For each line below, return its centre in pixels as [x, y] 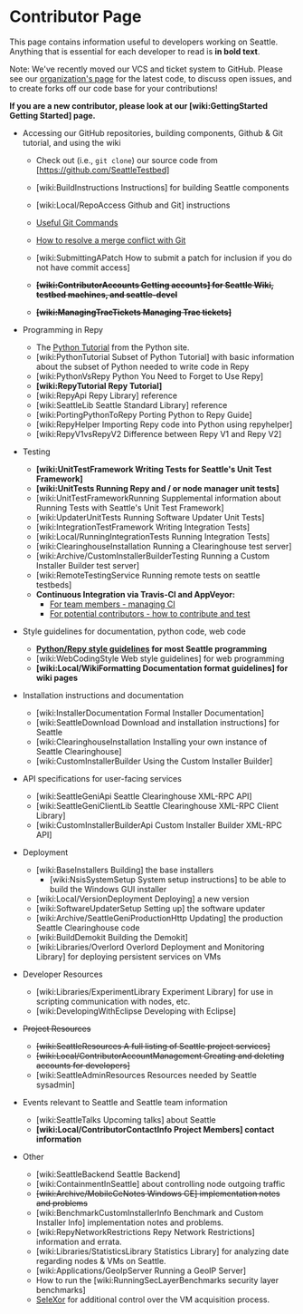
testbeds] [54, 584]
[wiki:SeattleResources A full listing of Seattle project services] [153, 1046]
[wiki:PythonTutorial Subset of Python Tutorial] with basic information [165, 356]
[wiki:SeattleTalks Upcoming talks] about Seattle [126, 1119]
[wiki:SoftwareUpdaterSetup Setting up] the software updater [150, 908]
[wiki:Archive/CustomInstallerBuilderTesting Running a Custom [152, 556]
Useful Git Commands [77, 222]
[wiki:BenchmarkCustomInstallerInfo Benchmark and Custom [150, 1212]
